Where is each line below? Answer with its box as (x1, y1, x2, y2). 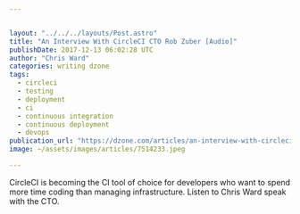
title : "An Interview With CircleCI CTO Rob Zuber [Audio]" (9, 37, 238, 45)
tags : (9, 70, 29, 79)
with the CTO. (9, 195, 60, 206)
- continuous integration (17, 111, 114, 120)
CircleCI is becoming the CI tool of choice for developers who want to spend (9, 177, 291, 187)
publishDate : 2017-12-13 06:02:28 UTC (9, 45, 154, 54)
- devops (17, 128, 50, 137)
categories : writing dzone (9, 62, 110, 71)
